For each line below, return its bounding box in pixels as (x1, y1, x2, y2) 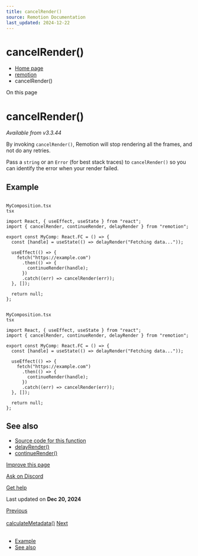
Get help (6, 484, 27, 491)
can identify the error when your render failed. (6, 165, 119, 172)
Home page (14, 65, 44, 72)
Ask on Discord (6, 472, 44, 480)
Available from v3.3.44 (6, 129, 62, 136)
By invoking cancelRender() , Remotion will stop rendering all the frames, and (6, 140, 193, 148)
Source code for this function (14, 437, 86, 444)
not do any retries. (6, 147, 51, 154)
